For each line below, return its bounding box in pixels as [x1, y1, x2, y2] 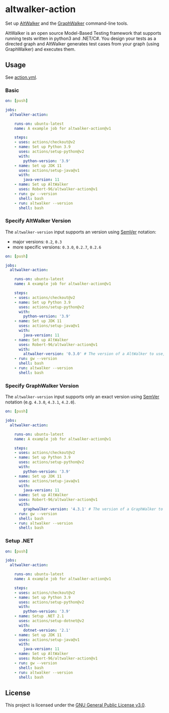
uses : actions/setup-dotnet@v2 [18, 619, 84, 624]
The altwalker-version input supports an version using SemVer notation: [5, 229, 156, 235]
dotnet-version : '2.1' [23, 628, 71, 633]
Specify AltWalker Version [5, 217, 71, 224]
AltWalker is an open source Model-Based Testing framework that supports [5, 30, 162, 36]
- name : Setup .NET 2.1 [14, 614, 64, 619]
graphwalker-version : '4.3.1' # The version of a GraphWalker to [23, 506, 163, 512]
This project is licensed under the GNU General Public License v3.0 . [5, 702, 146, 708]
